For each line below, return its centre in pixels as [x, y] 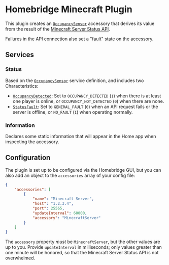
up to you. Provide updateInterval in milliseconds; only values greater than [84, 247]
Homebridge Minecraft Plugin [69, 9]
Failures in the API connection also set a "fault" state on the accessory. [79, 39]
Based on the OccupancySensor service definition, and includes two [75, 81]
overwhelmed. [20, 258]
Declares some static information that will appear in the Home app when [81, 136]
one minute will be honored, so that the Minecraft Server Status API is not [82, 253]
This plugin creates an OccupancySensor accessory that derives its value [80, 23]
